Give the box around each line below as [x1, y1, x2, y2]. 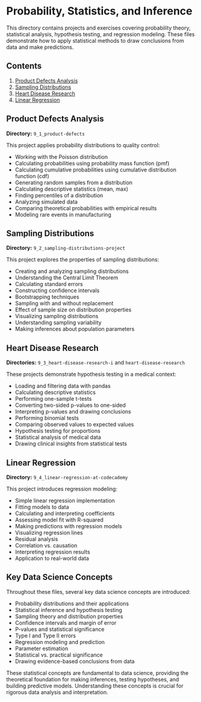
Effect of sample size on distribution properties [14, 306, 132, 313]
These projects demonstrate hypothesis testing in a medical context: [6, 371, 176, 378]
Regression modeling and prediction [14, 638, 105, 645]
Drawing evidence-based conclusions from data [14, 657, 135, 665]
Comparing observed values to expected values [14, 421, 134, 428]
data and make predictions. [6, 43, 74, 51]
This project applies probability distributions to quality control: [6, 141, 160, 148]
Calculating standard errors [14, 281, 83, 288]
